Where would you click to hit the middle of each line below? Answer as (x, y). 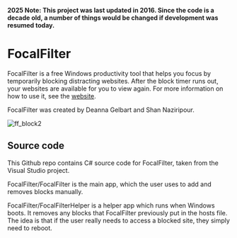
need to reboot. (30, 228)
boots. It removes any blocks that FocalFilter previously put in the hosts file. (117, 212)
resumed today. (31, 25)
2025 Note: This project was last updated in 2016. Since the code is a (111, 10)
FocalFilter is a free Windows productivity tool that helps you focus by (109, 73)
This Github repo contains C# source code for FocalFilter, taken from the (113, 163)
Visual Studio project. (39, 170)
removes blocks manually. (45, 191)
